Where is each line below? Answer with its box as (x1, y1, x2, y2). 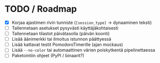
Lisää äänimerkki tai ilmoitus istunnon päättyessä (11, 36, 112, 42)
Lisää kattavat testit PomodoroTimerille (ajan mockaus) (11, 42, 124, 47)
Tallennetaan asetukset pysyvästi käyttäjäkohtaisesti (11, 25, 119, 31)
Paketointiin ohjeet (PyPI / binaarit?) (11, 53, 85, 59)
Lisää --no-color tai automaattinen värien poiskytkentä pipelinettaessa (11, 47, 156, 53)
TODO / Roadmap (4, 3, 77, 15)
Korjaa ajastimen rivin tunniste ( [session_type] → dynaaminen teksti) (11, 20, 152, 25)
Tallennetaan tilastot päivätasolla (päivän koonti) (11, 31, 110, 37)
